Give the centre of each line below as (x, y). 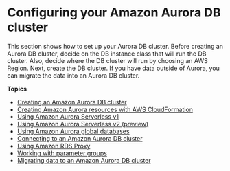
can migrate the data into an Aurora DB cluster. (73, 75)
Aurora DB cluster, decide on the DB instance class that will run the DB (107, 54)
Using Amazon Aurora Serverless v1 (68, 116)
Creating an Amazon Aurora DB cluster (72, 102)
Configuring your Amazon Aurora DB (114, 13)
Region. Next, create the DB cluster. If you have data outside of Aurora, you (113, 68)
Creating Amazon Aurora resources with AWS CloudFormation (105, 109)
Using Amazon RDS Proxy (54, 146)
